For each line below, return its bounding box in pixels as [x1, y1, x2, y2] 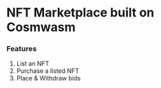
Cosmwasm [6, 19, 76, 35]
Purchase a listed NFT [16, 67, 80, 75]
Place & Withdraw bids [16, 74, 81, 82]
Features [6, 44, 37, 54]
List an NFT [16, 60, 50, 68]
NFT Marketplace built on [6, 5, 155, 21]
